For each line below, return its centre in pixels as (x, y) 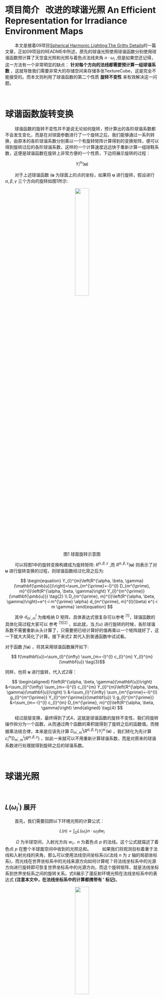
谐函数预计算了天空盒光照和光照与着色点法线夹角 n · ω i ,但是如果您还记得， (81, 58)
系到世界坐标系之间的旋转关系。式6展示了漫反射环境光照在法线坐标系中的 (79, 874)
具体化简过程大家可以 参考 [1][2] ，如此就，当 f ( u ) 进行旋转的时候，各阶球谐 (80, 624)
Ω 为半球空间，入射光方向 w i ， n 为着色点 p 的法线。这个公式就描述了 (85, 842)
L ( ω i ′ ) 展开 (21, 807)
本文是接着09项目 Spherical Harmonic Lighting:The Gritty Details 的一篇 (85, 45)
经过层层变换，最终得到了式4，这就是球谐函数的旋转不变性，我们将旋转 (86, 718)
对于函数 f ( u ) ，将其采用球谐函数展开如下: (47, 647)
